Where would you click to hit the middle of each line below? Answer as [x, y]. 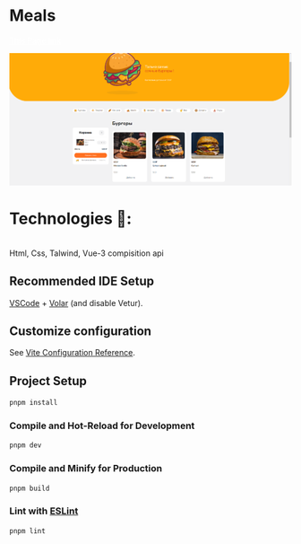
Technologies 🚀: [71, 219]
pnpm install [34, 403]
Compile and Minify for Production [86, 469]
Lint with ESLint [44, 511]
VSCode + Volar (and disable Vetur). [76, 303]
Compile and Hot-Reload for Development [102, 426]
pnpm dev [26, 445]
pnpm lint [28, 531]
